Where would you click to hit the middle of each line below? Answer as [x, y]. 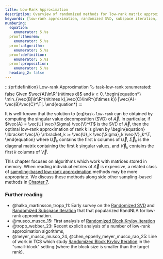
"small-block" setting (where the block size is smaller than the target [81, 246]
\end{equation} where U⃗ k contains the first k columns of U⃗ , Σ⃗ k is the [77, 140]
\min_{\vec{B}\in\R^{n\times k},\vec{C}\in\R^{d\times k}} [61, 99]
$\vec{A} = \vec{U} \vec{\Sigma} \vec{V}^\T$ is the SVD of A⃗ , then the [77, 124]
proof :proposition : [29, 64]
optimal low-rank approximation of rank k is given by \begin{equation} [75, 129]
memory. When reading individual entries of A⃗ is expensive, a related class [81, 167]
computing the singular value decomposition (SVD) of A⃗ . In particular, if [78, 119]
